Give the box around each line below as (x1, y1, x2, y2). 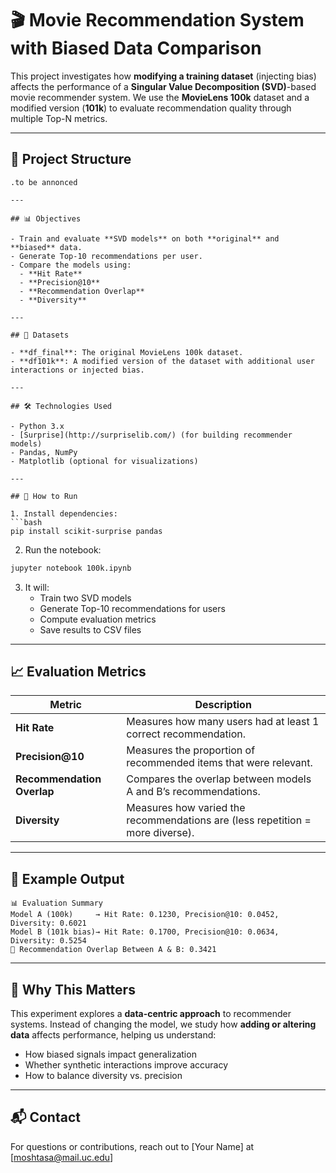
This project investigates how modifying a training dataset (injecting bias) (10, 70, 317, 82)
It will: (24, 581, 50, 593)
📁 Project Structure (10, 151, 132, 168)
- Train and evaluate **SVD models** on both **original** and (10, 233, 280, 244)
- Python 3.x (10, 421, 65, 431)
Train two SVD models (39, 592, 132, 604)
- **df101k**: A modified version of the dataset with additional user (10, 356, 315, 366)
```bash (10, 517, 43, 527)
